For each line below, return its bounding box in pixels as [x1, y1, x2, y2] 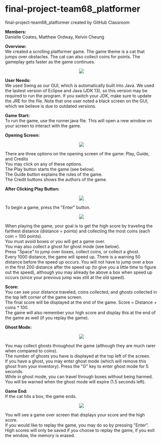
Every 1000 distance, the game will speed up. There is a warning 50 [5, 254, 141, 260]
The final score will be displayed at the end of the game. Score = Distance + [5, 299, 157, 305]
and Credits [5, 156, 28, 162]
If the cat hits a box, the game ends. [5, 393, 77, 399]
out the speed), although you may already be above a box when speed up [5, 269, 153, 275]
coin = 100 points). [5, 233, 43, 239]
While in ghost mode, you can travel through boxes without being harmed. [5, 374, 153, 379]
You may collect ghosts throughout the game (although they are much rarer [5, 343, 156, 348]
